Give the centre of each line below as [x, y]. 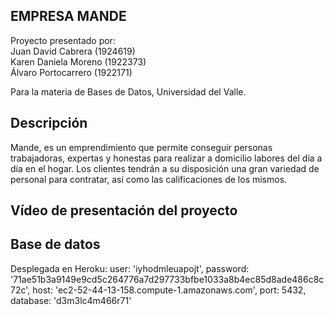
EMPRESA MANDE [68, 16]
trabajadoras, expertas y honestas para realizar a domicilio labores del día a [166, 158]
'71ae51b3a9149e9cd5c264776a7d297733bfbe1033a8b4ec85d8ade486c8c [167, 279]
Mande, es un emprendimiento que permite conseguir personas [141, 147]
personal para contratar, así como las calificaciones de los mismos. [149, 179]
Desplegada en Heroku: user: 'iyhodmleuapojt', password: [130, 268]
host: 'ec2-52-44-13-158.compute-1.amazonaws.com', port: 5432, [169, 290]
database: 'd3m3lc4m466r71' [71, 300]
